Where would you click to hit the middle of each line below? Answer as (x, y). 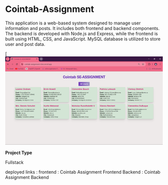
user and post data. (25, 44)
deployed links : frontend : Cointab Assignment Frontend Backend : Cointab (83, 172)
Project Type (19, 153)
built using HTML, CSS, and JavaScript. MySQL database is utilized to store (83, 39)
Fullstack (14, 162)
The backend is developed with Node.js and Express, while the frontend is (82, 33)
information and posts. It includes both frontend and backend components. (82, 28)
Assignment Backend (27, 177)
